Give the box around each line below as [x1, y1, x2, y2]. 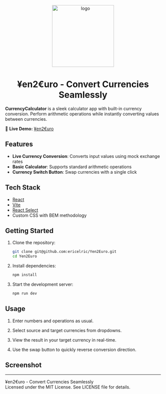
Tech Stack [5, 183, 41, 192]
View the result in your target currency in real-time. [12, 337, 117, 343]
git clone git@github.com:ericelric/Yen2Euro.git [12, 249, 117, 254]
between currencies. [5, 116, 47, 122]
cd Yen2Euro [12, 254, 37, 259]
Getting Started [5, 226, 54, 235]
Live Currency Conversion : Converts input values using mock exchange [12, 153, 160, 159]
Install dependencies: [12, 263, 56, 269]
